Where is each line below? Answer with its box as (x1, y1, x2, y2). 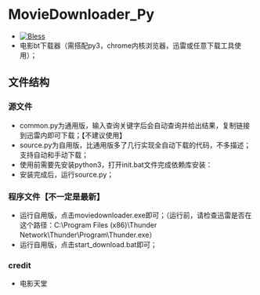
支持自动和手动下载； (19, 150, 88, 159)
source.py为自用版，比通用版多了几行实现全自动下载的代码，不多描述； (19, 140, 251, 150)
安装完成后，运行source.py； (19, 169, 114, 179)
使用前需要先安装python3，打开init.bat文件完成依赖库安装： (19, 159, 213, 169)
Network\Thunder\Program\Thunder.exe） (19, 230, 157, 239)
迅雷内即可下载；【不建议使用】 (26, 130, 127, 140)
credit (8, 260, 31, 271)
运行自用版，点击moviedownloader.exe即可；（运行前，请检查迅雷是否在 (19, 210, 252, 220)
